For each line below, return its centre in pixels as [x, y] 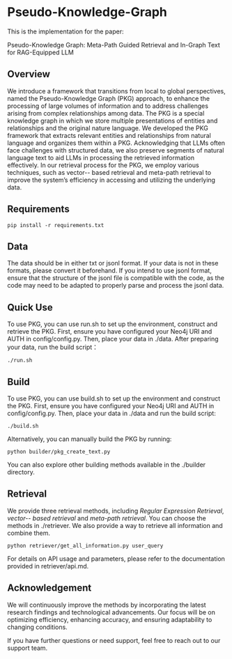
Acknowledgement [49, 588]
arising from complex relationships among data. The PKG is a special [106, 113]
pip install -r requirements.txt [56, 225]
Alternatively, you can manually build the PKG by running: [90, 439]
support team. [28, 648]
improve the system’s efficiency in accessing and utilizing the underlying [111, 180]
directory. [21, 472]
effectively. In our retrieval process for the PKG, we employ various [103, 165]
